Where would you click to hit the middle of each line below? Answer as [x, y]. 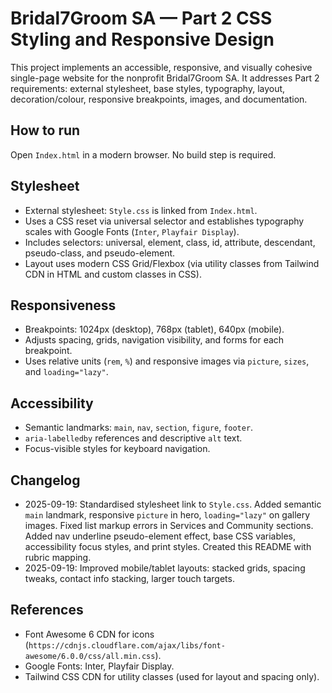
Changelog [45, 480]
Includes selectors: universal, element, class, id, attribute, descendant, [170, 242]
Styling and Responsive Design [142, 39]
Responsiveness [63, 305]
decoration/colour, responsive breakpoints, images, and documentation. [159, 99]
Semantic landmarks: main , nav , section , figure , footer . [139, 428]
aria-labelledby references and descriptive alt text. [133, 438]
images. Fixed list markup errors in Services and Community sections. [169, 525]
